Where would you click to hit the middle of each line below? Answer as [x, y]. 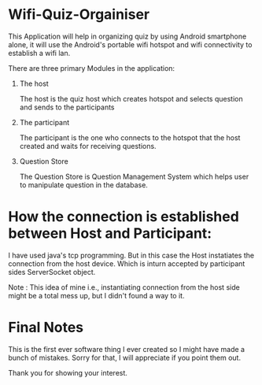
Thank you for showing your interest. [68, 372]
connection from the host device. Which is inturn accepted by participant [127, 263]
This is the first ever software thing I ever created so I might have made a [127, 349]
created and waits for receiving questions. [88, 146]
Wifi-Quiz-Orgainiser [79, 15]
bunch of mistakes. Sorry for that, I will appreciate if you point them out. [125, 357]
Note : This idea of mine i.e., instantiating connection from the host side [124, 287]
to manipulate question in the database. [83, 185]
